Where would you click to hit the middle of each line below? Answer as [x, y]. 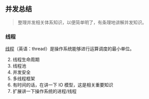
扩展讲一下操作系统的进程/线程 [45, 91]
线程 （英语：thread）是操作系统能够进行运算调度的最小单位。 [70, 49]
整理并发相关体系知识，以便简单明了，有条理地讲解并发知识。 [82, 22]
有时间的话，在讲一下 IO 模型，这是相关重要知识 [63, 85]
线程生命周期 [26, 59]
